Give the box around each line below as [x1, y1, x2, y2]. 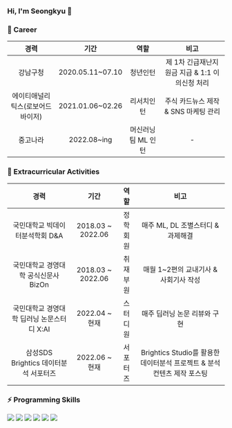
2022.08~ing [68, 135, 113, 145]
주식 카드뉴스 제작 [164, 96, 220, 106]
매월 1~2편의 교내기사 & [142, 265, 218, 274]
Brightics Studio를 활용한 [140, 348, 220, 357]
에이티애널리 [12, 91, 50, 101]
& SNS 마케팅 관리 [164, 107, 221, 116]
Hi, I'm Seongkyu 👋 [7, 6, 72, 16]
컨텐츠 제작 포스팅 [153, 368, 209, 378]
